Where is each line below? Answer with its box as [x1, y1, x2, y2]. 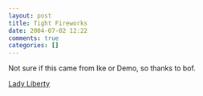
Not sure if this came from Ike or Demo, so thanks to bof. [8, 63, 197, 73]
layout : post [8, 11, 52, 20]
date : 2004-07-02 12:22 [8, 26, 88, 34]
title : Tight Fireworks [8, 19, 88, 27]
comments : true [8, 34, 59, 42]
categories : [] [8, 42, 59, 50]
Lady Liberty [8, 79, 51, 89]
